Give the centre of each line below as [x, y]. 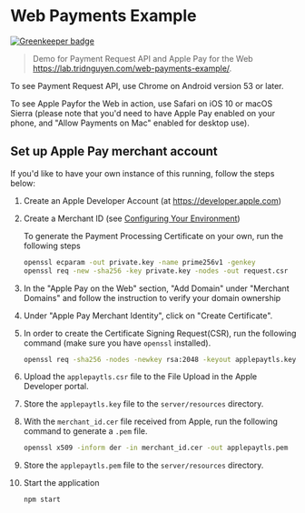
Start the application [61, 483]
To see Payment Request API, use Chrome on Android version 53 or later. [147, 85]
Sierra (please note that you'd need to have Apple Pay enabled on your [143, 113]
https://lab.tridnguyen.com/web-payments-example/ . [132, 68]
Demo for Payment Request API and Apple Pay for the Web [143, 58]
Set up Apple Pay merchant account [114, 151]
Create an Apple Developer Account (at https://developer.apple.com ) [152, 200]
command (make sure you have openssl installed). [117, 343]
